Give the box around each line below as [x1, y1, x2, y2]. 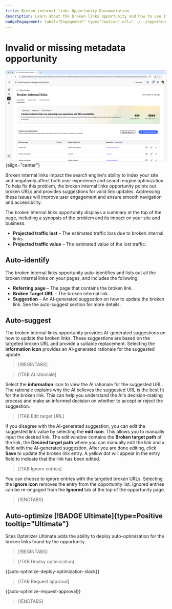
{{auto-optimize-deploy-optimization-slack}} [5, 568, 100, 575]
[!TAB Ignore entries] [17, 466, 62, 472]
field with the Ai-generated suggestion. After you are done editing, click [5, 445, 157, 451]
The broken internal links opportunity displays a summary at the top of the [5, 209, 162, 215]
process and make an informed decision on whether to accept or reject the [5, 398, 163, 404]
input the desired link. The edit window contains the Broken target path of [5, 434, 162, 440]
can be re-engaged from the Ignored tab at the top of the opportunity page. [5, 487, 165, 493]
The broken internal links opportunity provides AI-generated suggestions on [5, 330, 166, 336]
